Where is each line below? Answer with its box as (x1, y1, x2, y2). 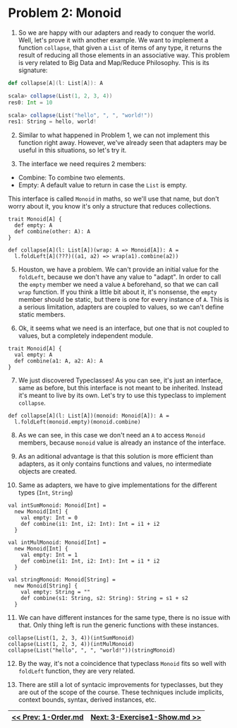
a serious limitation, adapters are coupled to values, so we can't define (18, 303, 224, 312)
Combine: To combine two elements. (18, 173, 126, 182)
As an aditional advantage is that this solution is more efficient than (18, 452, 214, 461)
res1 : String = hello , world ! (8, 118, 97, 125)
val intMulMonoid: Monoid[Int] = (8, 539, 107, 546)
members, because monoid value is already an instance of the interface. (18, 438, 226, 447)
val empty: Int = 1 (20, 551, 78, 559)
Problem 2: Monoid (8, 5, 122, 21)
